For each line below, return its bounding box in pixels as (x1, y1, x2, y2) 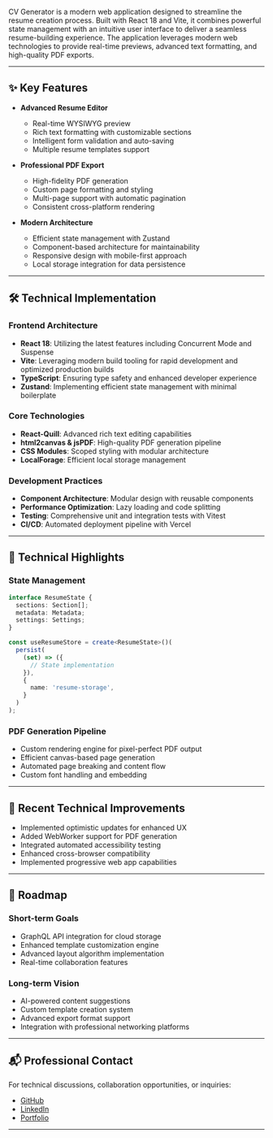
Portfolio (19, 1113, 50, 1123)
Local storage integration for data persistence (32, 259, 186, 269)
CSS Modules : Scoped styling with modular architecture (19, 446, 210, 456)
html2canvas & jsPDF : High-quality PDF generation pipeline (19, 437, 222, 447)
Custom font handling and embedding (19, 770, 148, 780)
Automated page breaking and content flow (19, 762, 167, 771)
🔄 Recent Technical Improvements (8, 801, 185, 815)
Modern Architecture (19, 217, 93, 227)
